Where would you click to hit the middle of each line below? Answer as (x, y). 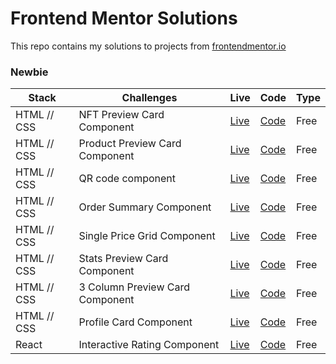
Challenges (149, 98)
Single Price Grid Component (147, 236)
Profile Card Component (135, 322)
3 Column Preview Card (134, 287)
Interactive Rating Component (149, 345)
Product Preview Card (130, 144)
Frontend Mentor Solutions (124, 18)
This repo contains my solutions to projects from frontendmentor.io (148, 46)
